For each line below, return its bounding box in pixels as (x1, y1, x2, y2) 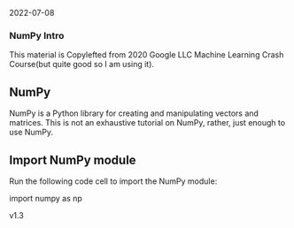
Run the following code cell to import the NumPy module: (9, 176, 218, 186)
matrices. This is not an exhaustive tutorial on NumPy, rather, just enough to (9, 118, 286, 128)
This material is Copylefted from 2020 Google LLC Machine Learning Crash (9, 49, 284, 60)
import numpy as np (9, 193, 82, 203)
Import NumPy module (9, 152, 136, 167)
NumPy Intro (9, 29, 65, 42)
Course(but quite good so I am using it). (9, 59, 155, 70)
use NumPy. (9, 127, 54, 138)
